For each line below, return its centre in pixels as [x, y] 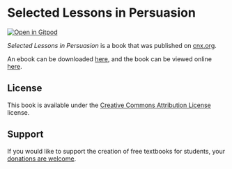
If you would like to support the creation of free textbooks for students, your [116, 151]
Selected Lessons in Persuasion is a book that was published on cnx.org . [112, 45]
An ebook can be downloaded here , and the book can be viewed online [110, 59]
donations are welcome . [42, 159]
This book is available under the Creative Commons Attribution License [109, 105]
